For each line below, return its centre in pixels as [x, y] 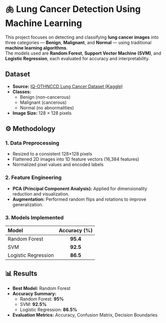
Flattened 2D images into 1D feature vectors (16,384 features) [76, 159]
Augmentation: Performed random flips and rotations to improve [79, 199]
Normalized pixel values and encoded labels [58, 165]
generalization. [28, 204]
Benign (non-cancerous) [45, 97]
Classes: [22, 92]
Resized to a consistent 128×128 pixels [52, 154]
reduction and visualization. [41, 194]
